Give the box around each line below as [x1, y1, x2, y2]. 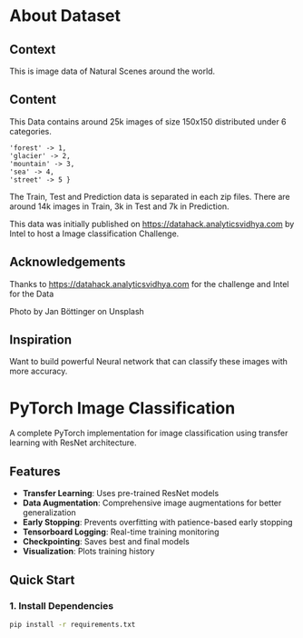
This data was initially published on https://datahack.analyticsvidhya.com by [9, 218, 295, 229]
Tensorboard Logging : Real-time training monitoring [22, 526, 220, 537]
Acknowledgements [9, 254, 126, 270]
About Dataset [9, 5, 121, 26]
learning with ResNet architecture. [9, 437, 137, 448]
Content [9, 92, 57, 107]
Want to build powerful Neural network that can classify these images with [9, 356, 288, 367]
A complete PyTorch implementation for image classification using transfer [9, 428, 288, 439]
